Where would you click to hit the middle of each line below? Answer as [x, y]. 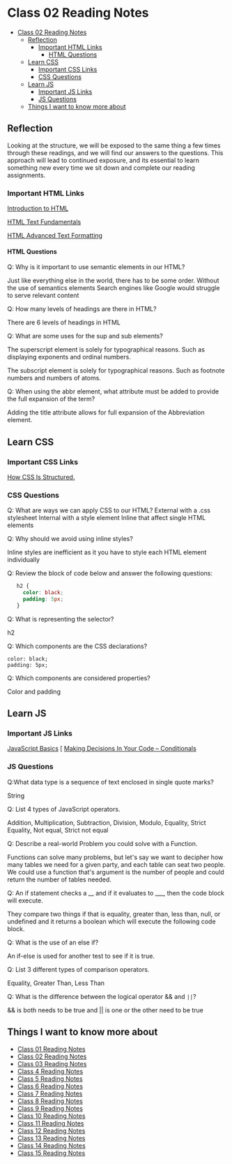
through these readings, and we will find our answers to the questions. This [115, 152]
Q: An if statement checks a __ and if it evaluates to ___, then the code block [116, 893]
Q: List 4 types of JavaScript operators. [64, 809]
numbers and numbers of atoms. [54, 378]
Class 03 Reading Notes [52, 1063]
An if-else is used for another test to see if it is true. [81, 956]
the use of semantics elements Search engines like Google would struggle [114, 288]
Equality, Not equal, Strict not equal [58, 830]
